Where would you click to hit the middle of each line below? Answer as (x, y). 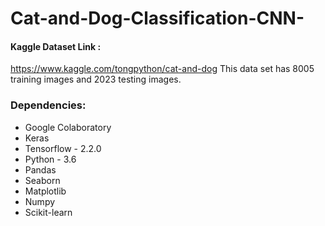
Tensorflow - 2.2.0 (63, 148)
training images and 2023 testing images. (96, 79)
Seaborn (42, 180)
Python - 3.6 (50, 159)
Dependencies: (48, 105)
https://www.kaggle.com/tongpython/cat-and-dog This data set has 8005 (162, 69)
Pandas (40, 169)
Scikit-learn (48, 212)
